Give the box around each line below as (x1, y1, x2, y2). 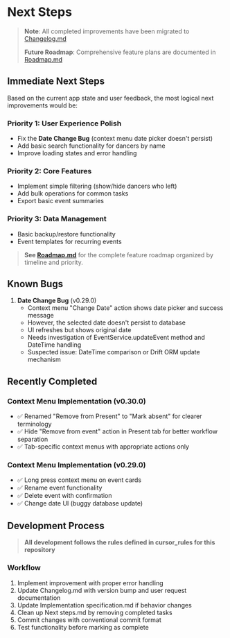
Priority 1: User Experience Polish (7, 119, 122, 128)
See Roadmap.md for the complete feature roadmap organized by (24, 250, 213, 259)
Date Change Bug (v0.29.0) (17, 296, 97, 305)
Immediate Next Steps (7, 76, 105, 87)
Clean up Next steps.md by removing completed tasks (17, 608, 172, 617)
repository (24, 546, 55, 554)
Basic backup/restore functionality (17, 230, 116, 238)
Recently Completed (7, 375, 98, 387)
